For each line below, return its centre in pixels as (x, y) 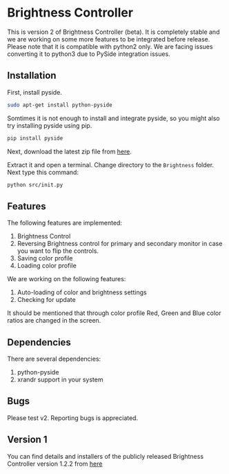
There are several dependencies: (54, 359)
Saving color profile (45, 258)
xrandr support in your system (60, 379)
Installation (32, 76)
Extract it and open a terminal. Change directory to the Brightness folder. (111, 164)
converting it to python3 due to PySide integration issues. (89, 54)
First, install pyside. (34, 92)
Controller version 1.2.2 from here (55, 464)
